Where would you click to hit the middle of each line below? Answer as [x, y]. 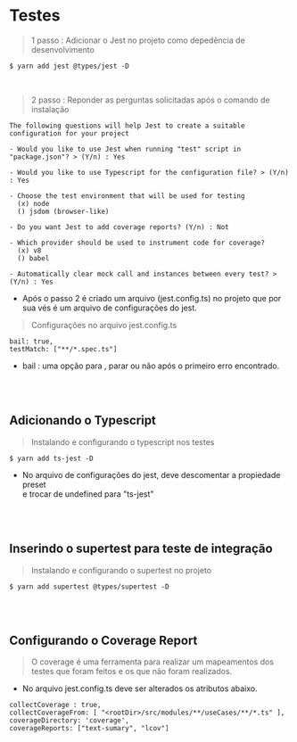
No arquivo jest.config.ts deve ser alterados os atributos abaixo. [140, 688]
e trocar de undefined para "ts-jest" [88, 494]
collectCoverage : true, [55, 705]
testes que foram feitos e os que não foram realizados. [132, 672]
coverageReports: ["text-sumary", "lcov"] [89, 729]
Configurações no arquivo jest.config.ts [104, 325]
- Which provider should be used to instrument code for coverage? [137, 243]
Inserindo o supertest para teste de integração [141, 549]
